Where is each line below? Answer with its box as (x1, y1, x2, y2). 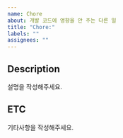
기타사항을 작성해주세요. (7, 123, 74, 132)
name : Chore (7, 10, 42, 18)
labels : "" (7, 30, 40, 38)
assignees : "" (7, 37, 49, 44)
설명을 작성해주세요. (7, 82, 62, 91)
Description (7, 63, 60, 75)
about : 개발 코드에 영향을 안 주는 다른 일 (7, 17, 117, 24)
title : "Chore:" (7, 23, 55, 30)
